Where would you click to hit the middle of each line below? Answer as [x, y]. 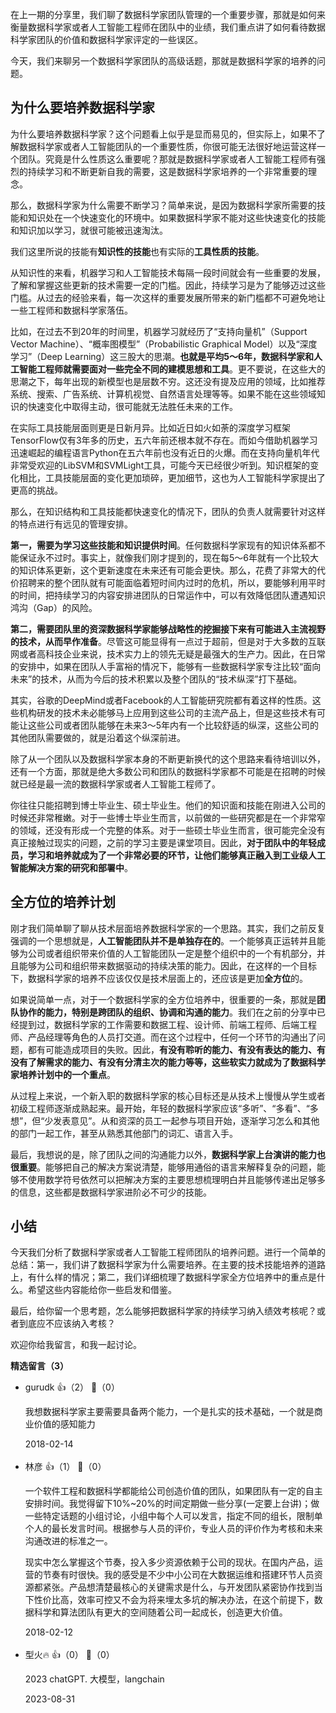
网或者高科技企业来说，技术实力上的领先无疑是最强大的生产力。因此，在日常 [168, 654]
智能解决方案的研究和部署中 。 [71, 867]
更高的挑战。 [36, 490]
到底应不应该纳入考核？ [67, 1324]
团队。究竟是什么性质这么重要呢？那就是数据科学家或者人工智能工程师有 [167, 159]
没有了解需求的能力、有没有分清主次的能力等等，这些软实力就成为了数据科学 [168, 1062]
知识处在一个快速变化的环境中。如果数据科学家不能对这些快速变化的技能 [176, 217]
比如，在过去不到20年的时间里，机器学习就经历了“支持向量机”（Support [159, 331]
